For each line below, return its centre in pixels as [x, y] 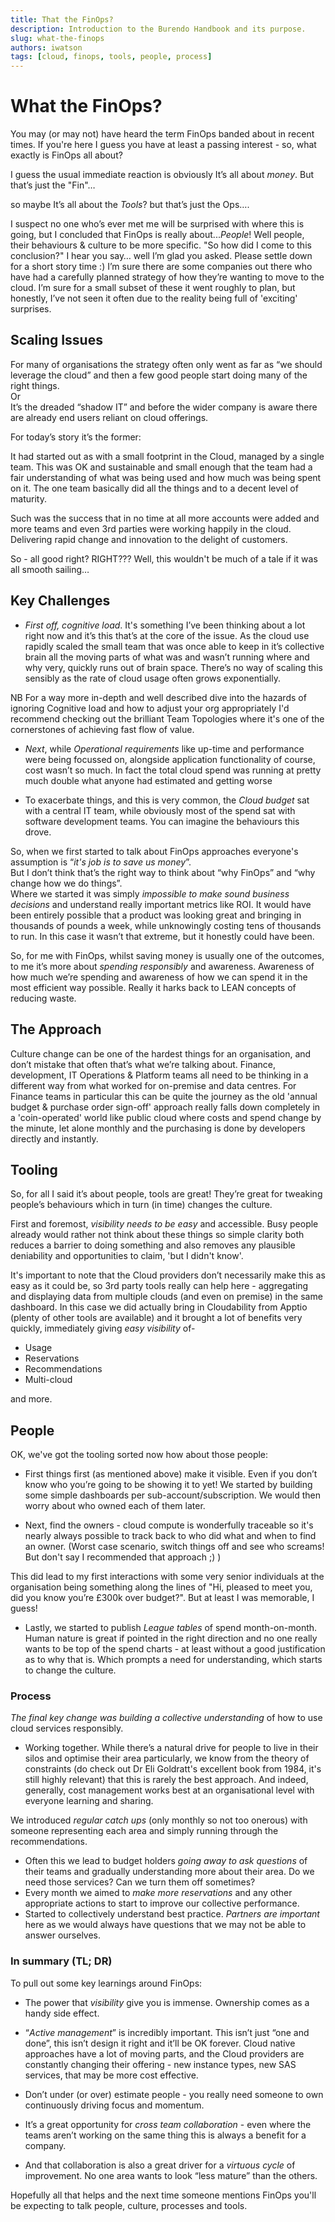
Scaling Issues [56, 340]
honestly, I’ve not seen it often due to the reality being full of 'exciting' [154, 298]
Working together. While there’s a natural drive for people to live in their [171, 1748]
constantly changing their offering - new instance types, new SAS [160, 2064]
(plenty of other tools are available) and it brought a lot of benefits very [156, 1318]
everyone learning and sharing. [89, 1801]
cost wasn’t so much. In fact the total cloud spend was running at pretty [173, 770]
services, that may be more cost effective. [111, 2075]
